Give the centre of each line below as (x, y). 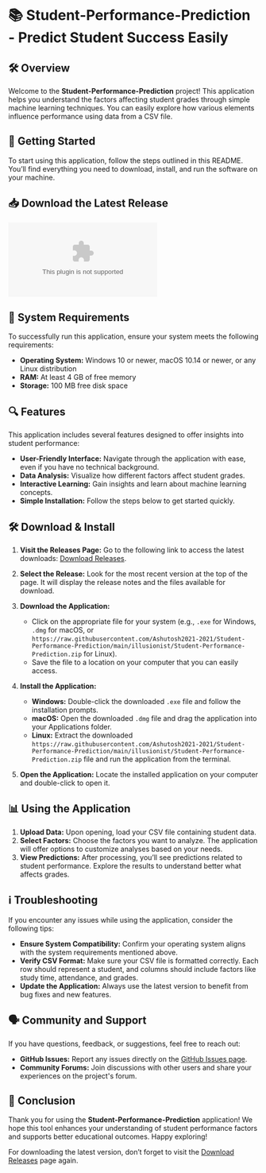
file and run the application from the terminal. (157, 759)
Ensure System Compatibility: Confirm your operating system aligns (133, 943)
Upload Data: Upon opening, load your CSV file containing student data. (138, 832)
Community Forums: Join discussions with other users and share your (136, 1067)
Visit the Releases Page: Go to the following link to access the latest (132, 550)
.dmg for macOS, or (62, 630)
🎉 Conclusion (42, 1100)
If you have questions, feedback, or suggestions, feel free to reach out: (124, 1043)
